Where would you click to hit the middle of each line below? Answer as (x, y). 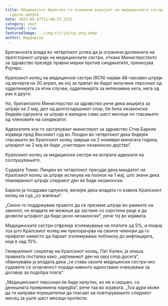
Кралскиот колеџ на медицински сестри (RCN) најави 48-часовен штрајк (84, 78)
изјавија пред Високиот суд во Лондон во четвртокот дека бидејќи (77, 134)
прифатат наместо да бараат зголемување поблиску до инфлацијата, (79, 236)
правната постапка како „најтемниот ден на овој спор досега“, (72, 256)
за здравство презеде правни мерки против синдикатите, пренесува (79, 63)
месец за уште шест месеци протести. (47, 298)
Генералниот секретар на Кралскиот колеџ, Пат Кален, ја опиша (74, 251)
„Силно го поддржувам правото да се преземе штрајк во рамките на (79, 205)
